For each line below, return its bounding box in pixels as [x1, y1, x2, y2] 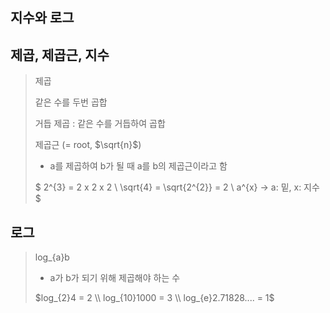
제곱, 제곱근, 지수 [10, 46, 110, 63]
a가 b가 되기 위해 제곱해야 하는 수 [49, 272, 181, 284]
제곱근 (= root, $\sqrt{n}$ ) [34, 139, 142, 151]
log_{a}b [34, 251, 70, 263]
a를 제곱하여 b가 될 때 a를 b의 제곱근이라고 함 [49, 160, 228, 172]
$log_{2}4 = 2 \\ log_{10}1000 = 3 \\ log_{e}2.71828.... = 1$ [34, 292, 275, 304]
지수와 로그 [10, 9, 75, 27]
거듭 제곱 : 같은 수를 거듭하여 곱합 [34, 118, 166, 130]
